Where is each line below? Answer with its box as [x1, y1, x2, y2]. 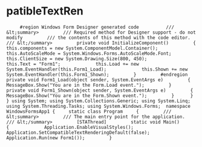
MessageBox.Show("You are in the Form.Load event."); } [6, 82, 172, 88]
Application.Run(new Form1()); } [6, 134, 112, 141]
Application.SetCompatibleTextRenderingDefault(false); [6, 130, 150, 136]
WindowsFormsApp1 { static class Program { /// [6, 108, 172, 114]
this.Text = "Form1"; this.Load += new [6, 61, 139, 67]
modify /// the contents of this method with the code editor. [6, 34, 191, 40]
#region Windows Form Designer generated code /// [19, 24, 174, 30]
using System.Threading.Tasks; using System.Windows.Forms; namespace [6, 103, 191, 109]
